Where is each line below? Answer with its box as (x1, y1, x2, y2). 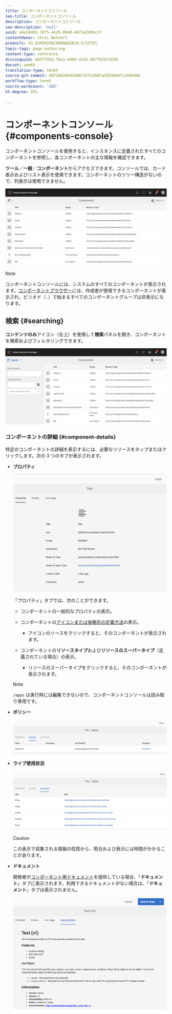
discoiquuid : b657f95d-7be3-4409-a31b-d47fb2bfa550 (5, 57, 118, 62)
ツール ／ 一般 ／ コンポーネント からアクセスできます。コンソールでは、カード (5, 165, 166, 171)
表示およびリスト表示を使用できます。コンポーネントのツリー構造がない (5, 172, 158, 178)
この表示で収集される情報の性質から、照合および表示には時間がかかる (12, 846, 161, 852)
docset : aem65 (5, 62, 36, 68)
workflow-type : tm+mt (5, 78, 52, 84)
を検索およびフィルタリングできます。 (5, 337, 86, 344)
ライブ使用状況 (12, 760, 45, 766)
